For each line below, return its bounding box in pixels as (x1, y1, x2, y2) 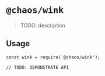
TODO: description (20, 22, 66, 29)
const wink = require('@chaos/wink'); (6, 54, 100, 60)
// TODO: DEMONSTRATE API (6, 64, 69, 70)
